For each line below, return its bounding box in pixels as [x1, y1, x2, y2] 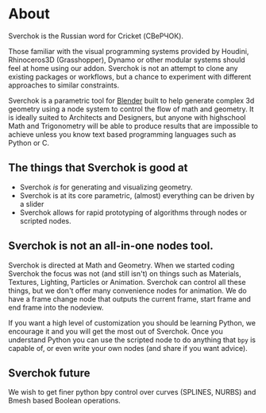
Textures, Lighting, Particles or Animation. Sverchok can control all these [8, 277, 246, 286]
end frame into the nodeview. [8, 302, 104, 312]
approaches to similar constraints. [8, 80, 120, 90]
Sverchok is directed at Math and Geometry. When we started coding [8, 260, 235, 270]
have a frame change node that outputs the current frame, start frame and [8, 294, 252, 303]
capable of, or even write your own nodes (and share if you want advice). [8, 343, 248, 353]
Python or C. [8, 138, 50, 147]
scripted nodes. [19, 216, 71, 225]
